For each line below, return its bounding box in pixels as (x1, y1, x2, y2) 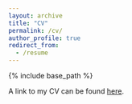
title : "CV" (8, 19, 48, 27)
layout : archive (8, 11, 63, 20)
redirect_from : (8, 42, 60, 50)
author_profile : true (8, 34, 81, 42)
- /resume (15, 49, 48, 57)
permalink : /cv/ (8, 26, 63, 34)
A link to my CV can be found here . (8, 86, 125, 96)
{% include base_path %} (8, 71, 93, 80)
